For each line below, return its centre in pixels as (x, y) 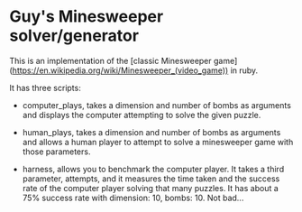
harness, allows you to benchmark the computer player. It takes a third (153, 169)
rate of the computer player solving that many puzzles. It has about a (151, 188)
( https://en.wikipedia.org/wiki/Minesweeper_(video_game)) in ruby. (134, 70)
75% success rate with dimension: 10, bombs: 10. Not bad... (133, 198)
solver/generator (74, 36)
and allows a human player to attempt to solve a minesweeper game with (158, 142)
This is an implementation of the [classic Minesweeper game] (124, 60)
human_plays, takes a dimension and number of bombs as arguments (151, 132)
